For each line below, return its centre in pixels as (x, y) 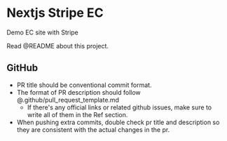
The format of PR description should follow (78, 92)
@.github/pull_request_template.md (68, 100)
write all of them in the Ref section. (77, 114)
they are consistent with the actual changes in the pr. (93, 129)
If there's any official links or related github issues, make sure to (119, 107)
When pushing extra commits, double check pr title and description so (118, 122)
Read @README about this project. (58, 46)
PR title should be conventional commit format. (84, 85)
